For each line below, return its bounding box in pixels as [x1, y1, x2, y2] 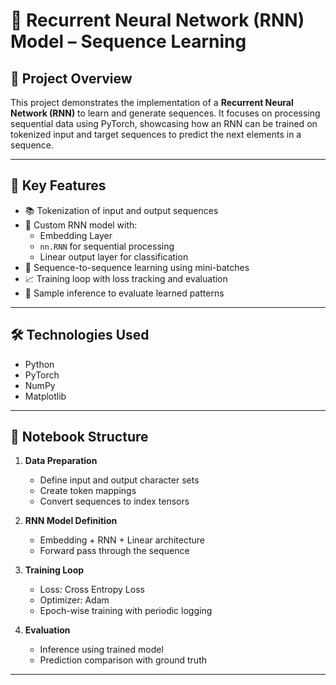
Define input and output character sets [39, 474, 200, 486]
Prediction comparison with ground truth [39, 654, 207, 666]
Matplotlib [24, 390, 67, 402]
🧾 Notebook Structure [10, 429, 149, 446]
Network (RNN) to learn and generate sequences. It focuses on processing [10, 107, 321, 119]
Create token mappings [39, 485, 137, 497]
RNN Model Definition [24, 515, 118, 527]
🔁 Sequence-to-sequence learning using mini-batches [24, 261, 250, 273]
